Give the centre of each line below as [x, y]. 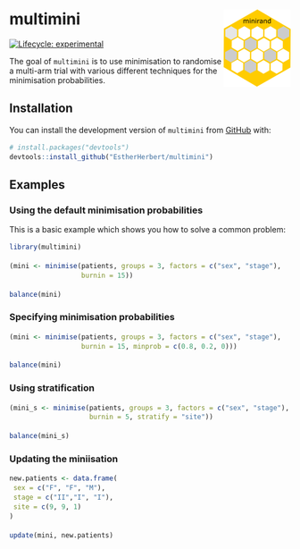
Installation [41, 109]
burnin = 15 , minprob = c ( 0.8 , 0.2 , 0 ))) [159, 346]
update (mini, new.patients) [62, 535]
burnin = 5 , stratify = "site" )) [151, 417]
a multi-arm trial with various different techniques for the [113, 71]
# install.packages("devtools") [69, 148]
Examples [37, 185]
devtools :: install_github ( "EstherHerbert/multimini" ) [112, 156]
